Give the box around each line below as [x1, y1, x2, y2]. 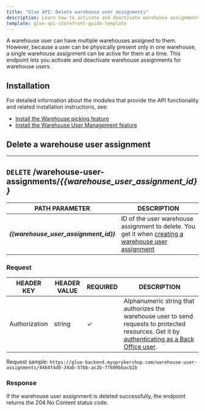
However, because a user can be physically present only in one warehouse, [6, 43, 196, 51]
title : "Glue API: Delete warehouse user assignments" [6, 9, 149, 15]
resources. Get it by [123, 327, 180, 336]
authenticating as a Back [123, 335, 195, 343]
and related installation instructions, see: [6, 103, 108, 110]
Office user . [123, 343, 157, 351]
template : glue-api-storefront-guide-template [6, 20, 127, 26]
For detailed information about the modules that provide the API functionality [6, 97, 199, 104]
